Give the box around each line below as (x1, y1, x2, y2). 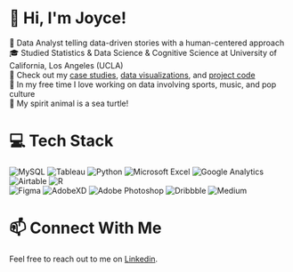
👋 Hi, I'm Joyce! (9, 8, 127, 28)
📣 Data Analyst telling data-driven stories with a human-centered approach (9, 37, 285, 48)
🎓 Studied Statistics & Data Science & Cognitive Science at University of (9, 47, 278, 58)
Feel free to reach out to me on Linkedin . (9, 253, 159, 264)
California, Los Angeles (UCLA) (9, 60, 124, 70)
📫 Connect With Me (9, 218, 162, 238)
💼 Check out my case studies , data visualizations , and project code (9, 69, 256, 80)
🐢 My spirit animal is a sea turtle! (9, 98, 129, 108)
